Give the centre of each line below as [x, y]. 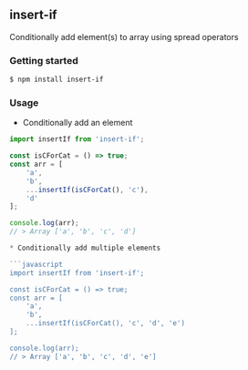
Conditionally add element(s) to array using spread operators [124, 36]
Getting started [44, 60]
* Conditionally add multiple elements [85, 248]
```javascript [36, 264]
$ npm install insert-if [57, 80]
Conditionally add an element [77, 123]
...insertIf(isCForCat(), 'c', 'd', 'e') [105, 324]
